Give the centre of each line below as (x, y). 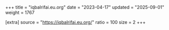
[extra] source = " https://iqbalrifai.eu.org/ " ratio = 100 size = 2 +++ (76, 22)
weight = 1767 (20, 12)
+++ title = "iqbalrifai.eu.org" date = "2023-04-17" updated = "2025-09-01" (85, 7)
